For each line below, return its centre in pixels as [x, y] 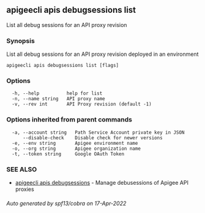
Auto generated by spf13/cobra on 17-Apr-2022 [66, 203]
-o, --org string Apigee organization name [76, 149]
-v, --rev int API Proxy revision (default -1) [82, 104]
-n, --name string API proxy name [58, 99]
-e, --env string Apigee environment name [75, 143]
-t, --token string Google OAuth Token [68, 154]
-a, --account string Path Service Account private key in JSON [98, 132]
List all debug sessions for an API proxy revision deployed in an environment [102, 54]
